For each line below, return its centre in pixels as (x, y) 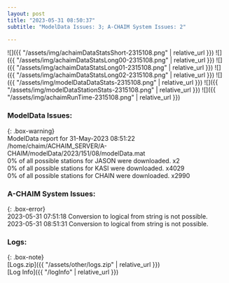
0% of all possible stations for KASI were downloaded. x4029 (96, 168)
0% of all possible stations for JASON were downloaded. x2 (93, 160)
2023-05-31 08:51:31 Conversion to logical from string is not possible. (108, 223)
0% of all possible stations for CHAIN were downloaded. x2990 (99, 175)
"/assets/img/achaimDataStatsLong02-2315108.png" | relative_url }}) (116, 75)
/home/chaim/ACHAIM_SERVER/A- (57, 146)
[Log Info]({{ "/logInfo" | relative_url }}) (63, 272)
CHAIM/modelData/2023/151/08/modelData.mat (76, 153)
